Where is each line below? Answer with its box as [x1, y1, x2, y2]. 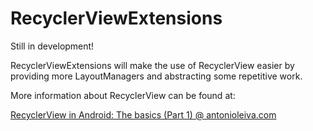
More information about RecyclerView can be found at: [10, 89, 236, 101]
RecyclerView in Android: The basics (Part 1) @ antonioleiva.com [10, 108, 277, 121]
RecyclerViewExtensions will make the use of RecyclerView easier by [10, 59, 295, 71]
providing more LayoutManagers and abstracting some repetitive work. [10, 70, 303, 82]
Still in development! [10, 40, 95, 52]
